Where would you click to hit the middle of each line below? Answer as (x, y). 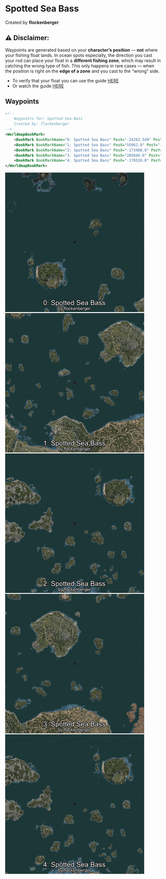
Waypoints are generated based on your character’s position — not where (82, 50)
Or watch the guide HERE (38, 86)
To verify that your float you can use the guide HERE (66, 80)
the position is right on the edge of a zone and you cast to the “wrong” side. (82, 71)
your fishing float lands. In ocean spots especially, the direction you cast (79, 55)
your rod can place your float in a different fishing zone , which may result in (83, 61)
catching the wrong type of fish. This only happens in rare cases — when (80, 65)
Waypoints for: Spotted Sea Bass (48, 119)
